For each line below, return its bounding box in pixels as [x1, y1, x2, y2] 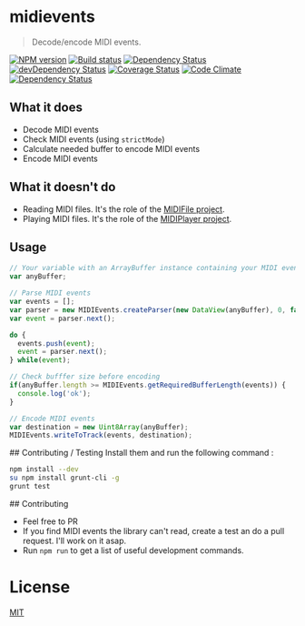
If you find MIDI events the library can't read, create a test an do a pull [22, 525, 285, 536]
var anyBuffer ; [9, 272, 67, 281]
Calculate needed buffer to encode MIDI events [22, 143, 201, 154]
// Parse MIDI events [9, 288, 92, 298]
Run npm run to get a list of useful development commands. [22, 544, 244, 556]
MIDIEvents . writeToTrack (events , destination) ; [9, 430, 193, 440]
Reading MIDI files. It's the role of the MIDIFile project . [22, 203, 225, 215]
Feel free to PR [22, 516, 79, 527]
